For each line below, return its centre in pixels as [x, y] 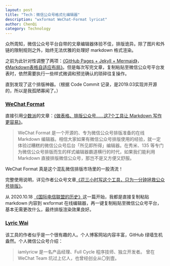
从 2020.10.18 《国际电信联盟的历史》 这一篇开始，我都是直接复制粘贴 [77, 197]
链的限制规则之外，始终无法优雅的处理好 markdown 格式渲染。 [71, 50]
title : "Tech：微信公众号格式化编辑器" [42, 15]
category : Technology [28, 29]
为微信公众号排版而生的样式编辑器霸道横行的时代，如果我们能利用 [86, 152]
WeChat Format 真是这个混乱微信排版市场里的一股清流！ [64, 169]
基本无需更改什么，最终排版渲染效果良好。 [50, 210]
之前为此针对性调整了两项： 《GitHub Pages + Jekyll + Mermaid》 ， [74, 61]
